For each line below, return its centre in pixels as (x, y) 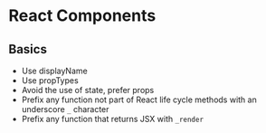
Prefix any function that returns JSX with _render (113, 119)
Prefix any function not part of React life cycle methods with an (139, 100)
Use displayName (54, 71)
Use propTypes (50, 81)
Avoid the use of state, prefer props (88, 90)
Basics (28, 49)
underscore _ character (65, 109)
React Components (82, 16)
